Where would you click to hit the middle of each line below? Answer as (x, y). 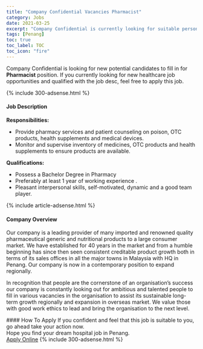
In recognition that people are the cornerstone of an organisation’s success (100, 283)
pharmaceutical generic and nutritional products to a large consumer (92, 239)
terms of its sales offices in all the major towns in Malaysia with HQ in (92, 258)
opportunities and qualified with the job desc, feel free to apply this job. (95, 81)
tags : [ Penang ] (25, 34)
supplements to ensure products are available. (73, 151)
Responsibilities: (28, 120)
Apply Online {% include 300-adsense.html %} (65, 339)
